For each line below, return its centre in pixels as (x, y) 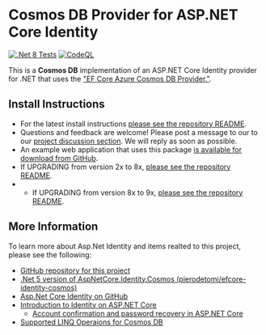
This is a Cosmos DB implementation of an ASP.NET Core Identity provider (133, 70)
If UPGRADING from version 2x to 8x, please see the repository (125, 167)
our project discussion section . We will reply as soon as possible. (129, 141)
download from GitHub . (59, 158)
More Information (53, 227)
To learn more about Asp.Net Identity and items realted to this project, (125, 246)
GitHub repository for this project (75, 270)
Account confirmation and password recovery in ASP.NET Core (138, 313)
